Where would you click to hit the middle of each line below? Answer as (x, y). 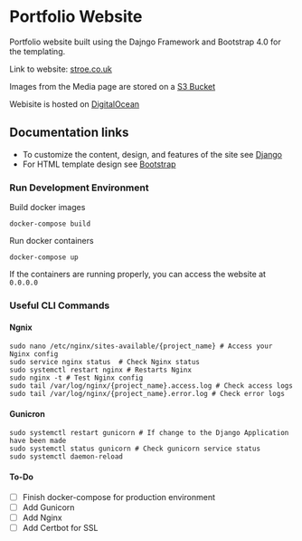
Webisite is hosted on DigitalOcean (75, 104)
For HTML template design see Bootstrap (99, 164)
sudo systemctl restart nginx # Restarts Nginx (101, 370)
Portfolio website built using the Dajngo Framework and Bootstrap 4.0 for (146, 42)
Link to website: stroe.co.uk (61, 69)
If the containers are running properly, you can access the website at (138, 275)
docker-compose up (44, 257)
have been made (38, 441)
